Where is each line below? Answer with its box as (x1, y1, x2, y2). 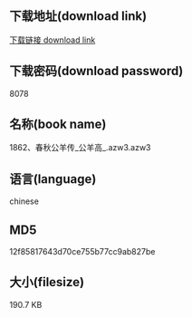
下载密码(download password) (9, 63, 184, 79)
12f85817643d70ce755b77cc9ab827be (9, 246, 156, 257)
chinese (9, 196, 39, 207)
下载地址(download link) (9, 8, 148, 24)
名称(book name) (9, 117, 107, 132)
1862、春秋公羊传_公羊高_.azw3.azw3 (9, 142, 151, 153)
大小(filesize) (9, 274, 84, 290)
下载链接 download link (9, 34, 96, 45)
